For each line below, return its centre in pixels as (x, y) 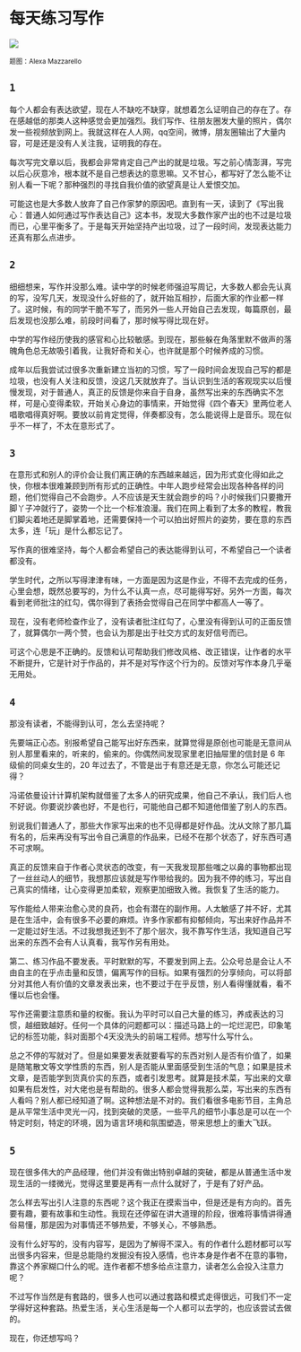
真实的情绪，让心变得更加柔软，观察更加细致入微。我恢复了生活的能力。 (150, 890)
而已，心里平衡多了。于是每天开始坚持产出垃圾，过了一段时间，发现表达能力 (150, 226)
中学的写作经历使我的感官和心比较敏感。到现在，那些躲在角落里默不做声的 (146, 339)
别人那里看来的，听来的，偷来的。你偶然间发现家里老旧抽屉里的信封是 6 (142, 754)
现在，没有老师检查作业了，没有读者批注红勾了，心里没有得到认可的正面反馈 (150, 622)
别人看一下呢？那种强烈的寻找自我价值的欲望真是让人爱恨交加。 (127, 184)
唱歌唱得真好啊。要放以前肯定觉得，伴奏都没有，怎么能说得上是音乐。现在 (146, 414)
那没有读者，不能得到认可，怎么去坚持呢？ (88, 724)
